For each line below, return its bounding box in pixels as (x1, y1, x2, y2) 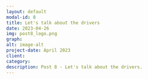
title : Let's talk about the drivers (6, 20, 100, 26)
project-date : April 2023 (6, 48, 70, 53)
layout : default (6, 8, 47, 15)
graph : (6, 36, 23, 42)
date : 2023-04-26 (6, 25, 50, 31)
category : (6, 58, 31, 64)
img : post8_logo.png (6, 31, 58, 37)
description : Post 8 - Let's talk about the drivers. (6, 64, 143, 70)
